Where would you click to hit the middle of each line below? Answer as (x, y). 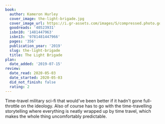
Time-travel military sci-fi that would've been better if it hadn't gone (74, 101)
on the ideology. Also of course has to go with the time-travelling (86, 106)
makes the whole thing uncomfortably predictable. (56, 116)
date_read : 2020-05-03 (33, 73)
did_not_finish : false (33, 82)
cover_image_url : (27, 23)
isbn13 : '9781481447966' (35, 37)
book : (11, 10)
